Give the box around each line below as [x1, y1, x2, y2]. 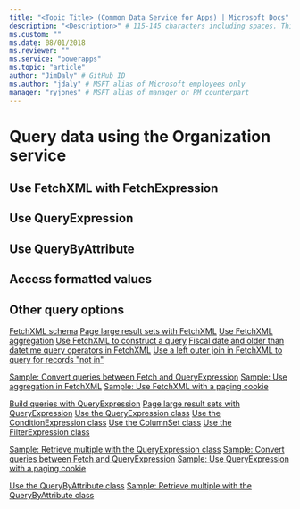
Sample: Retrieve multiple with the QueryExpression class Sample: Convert [9, 444, 285, 455]
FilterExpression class [9, 427, 90, 438]
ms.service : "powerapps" [9, 54, 102, 63]
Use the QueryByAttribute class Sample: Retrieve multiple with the [9, 480, 253, 491]
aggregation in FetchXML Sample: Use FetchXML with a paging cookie [9, 381, 270, 392]
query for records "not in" [9, 355, 104, 365]
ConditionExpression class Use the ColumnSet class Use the [9, 417, 232, 429]
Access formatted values [9, 271, 153, 287]
